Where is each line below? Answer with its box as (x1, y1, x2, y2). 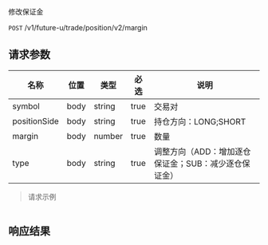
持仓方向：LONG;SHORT (154, 116, 246, 127)
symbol (12, 101, 40, 112)
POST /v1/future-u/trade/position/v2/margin (8, 23, 148, 32)
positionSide (12, 115, 60, 126)
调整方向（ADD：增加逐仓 (154, 146, 251, 157)
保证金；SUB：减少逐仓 (154, 158, 242, 169)
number (93, 130, 124, 141)
